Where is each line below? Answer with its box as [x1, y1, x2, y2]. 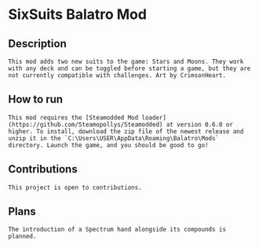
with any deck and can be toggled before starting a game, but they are [8, 65, 251, 72]
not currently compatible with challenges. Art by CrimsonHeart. [8, 72, 226, 80]
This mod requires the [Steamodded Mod [8, 113, 139, 121]
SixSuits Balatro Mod [8, 6, 148, 24]
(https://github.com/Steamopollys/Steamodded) [8, 120, 163, 128]
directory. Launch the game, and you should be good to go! [8, 141, 210, 149]
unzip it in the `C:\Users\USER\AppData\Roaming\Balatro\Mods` [8, 134, 220, 143]
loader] [141, 113, 167, 121]
